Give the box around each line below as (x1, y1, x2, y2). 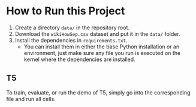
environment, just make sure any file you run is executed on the (23, 49, 181, 56)
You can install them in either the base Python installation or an (23, 43, 180, 50)
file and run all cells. (6, 95, 56, 102)
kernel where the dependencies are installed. (23, 56, 136, 63)
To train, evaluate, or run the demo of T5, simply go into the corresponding (6, 88, 191, 96)
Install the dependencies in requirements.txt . (14, 36, 128, 44)
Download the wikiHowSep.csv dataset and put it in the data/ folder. (14, 30, 181, 37)
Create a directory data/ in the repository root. (14, 24, 130, 31)
